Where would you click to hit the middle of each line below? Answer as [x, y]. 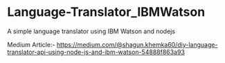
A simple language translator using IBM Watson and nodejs [91, 31]
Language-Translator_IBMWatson [106, 12]
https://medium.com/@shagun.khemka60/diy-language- [137, 44]
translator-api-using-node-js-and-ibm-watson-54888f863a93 [96, 52]
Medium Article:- [31, 44]
